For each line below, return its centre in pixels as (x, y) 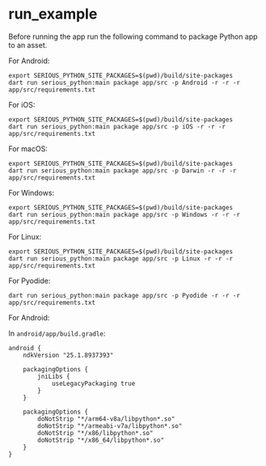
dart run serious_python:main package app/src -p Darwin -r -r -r (122, 171)
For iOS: (22, 104)
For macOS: (28, 148)
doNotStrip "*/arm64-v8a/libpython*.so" (106, 419)
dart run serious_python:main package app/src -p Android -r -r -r (125, 83)
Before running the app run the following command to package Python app (133, 36)
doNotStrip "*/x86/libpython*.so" (95, 433)
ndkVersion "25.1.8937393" (68, 355)
